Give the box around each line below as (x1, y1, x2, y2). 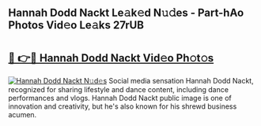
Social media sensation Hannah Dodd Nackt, (108, 76, 255, 85)
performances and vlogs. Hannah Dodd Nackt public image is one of (8, 94, 232, 102)
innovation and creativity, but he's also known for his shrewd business (8, 102, 237, 111)
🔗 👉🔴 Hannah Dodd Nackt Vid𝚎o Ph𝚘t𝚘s (8, 51, 214, 65)
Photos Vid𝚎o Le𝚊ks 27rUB (8, 19, 145, 32)
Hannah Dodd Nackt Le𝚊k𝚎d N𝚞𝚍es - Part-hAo (8, 6, 244, 20)
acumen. (8, 110, 37, 119)
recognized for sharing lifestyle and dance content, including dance (8, 85, 229, 94)
